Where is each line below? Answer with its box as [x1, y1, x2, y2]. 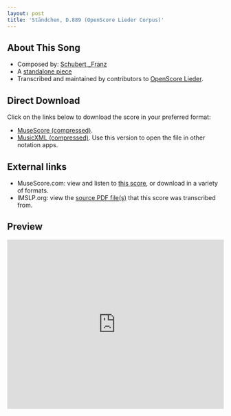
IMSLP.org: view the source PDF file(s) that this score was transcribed [16, 193, 217, 201]
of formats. [16, 186, 49, 195]
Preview [7, 221, 43, 232]
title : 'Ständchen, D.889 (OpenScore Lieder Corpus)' [7, 17, 165, 23]
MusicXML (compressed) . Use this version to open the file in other [16, 133, 206, 142]
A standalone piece [16, 67, 72, 76]
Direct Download [7, 94, 80, 107]
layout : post [7, 10, 45, 17]
